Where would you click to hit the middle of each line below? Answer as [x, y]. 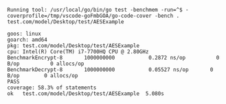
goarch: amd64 [27, 40]
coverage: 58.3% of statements [52, 88]
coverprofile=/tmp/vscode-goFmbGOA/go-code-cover [80, 16]
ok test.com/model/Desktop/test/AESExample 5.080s [86, 94]
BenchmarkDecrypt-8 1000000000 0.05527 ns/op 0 [110, 70]
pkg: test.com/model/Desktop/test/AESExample [73, 46]
